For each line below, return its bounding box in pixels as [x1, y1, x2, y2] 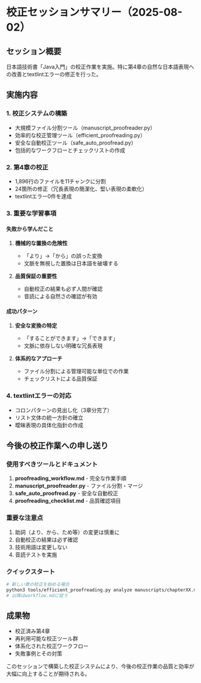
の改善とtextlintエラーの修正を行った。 [6, 71, 102, 78]
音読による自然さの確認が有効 [23, 293, 98, 300]
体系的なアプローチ [14, 355, 63, 362]
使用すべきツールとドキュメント [6, 460, 98, 468]
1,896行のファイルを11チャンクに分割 [14, 177, 106, 185]
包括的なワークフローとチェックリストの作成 [14, 146, 126, 153]
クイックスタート [6, 567, 56, 576]
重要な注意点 [6, 513, 44, 522]
